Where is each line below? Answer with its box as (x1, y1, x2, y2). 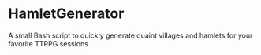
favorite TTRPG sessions (8, 38, 89, 48)
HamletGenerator (8, 5, 125, 23)
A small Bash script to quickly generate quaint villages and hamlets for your (8, 31, 253, 40)
